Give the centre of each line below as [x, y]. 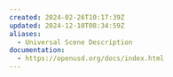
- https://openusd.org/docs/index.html [91, 58]
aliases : [25, 34]
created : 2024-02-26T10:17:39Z [67, 17]
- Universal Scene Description [75, 42]
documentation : [37, 50]
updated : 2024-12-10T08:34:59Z [67, 26]
